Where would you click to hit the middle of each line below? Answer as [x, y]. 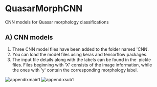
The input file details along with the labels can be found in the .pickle [81, 60]
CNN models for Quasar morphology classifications [57, 22]
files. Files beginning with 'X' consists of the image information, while [82, 65]
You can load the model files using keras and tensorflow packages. [80, 54]
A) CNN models [29, 37]
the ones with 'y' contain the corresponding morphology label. [75, 70]
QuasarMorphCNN [44, 9]
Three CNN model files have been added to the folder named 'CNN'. [81, 49]
